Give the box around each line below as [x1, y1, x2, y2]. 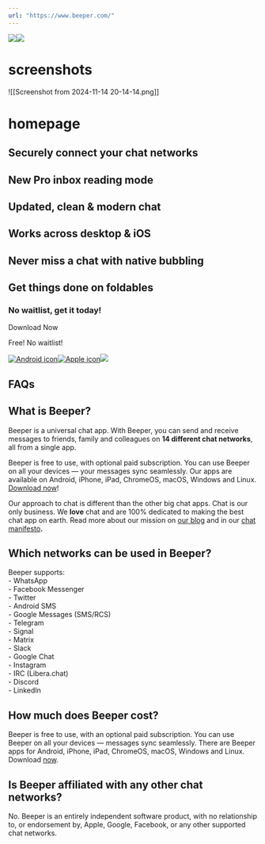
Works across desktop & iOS [8, 227, 152, 240]
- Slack [8, 643, 32, 653]
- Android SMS [8, 601, 57, 611]
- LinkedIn [8, 685, 42, 695]
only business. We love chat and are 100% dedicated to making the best [8, 507, 244, 516]
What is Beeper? [8, 405, 92, 418]
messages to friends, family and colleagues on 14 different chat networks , [8, 434, 253, 443]
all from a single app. [8, 442, 77, 452]
